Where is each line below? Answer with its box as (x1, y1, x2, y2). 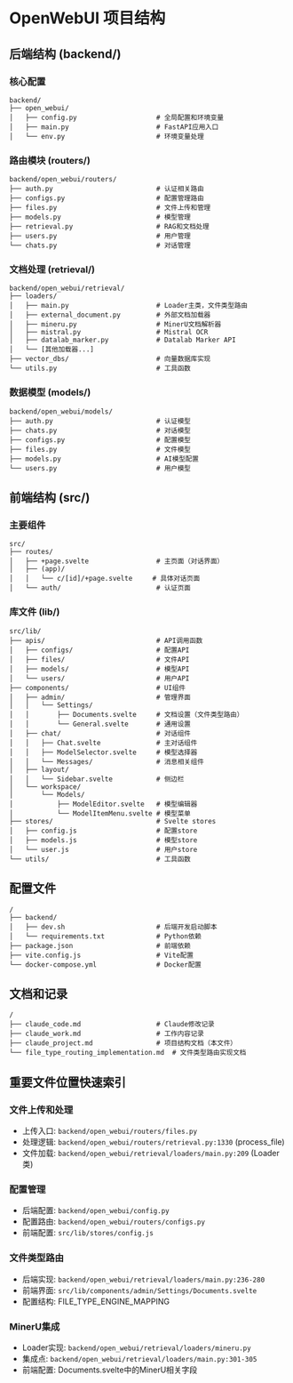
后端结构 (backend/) (9, 46, 122, 61)
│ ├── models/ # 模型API (9, 664, 190, 673)
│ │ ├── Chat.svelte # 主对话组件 (9, 738, 198, 747)
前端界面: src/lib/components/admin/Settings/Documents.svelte (21, 1284, 257, 1295)
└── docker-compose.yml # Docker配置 (9, 960, 202, 969)
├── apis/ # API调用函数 (9, 636, 203, 645)
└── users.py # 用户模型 (9, 463, 191, 472)
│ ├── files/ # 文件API (9, 655, 190, 663)
